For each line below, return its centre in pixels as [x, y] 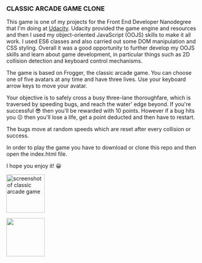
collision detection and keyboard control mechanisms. [74, 61]
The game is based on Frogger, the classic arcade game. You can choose [99, 73]
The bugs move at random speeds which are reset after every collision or [99, 129]
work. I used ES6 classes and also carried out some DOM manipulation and [101, 42]
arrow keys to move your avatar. [47, 86]
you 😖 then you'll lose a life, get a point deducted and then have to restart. [101, 117]
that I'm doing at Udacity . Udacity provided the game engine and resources [101, 28]
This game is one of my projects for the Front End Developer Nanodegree [99, 22]
